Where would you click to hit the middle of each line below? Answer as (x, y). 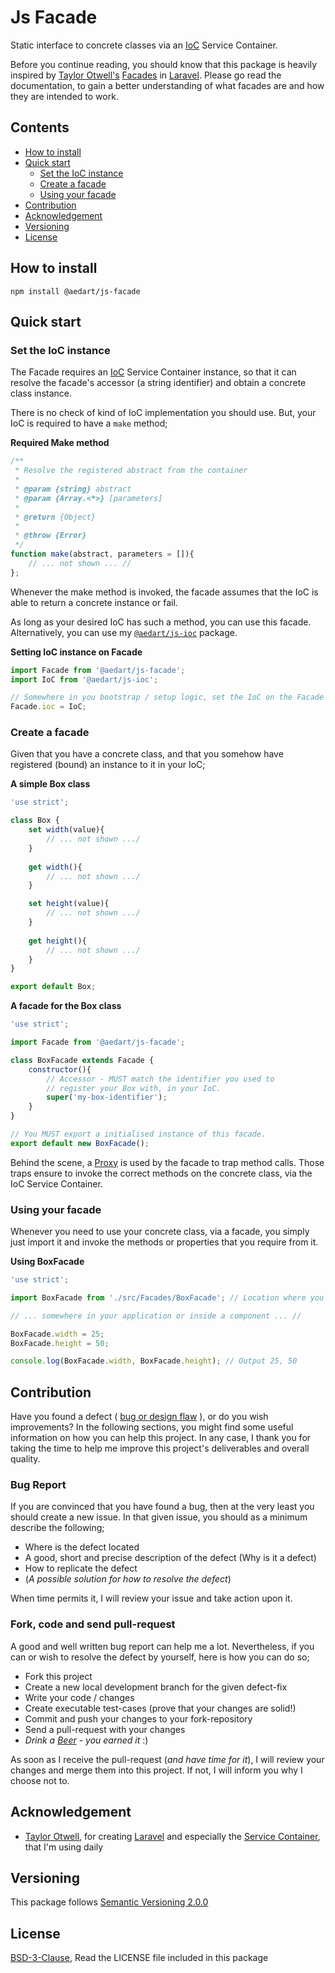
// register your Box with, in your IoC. (134, 1088)
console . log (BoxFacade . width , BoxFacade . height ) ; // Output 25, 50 (154, 1361)
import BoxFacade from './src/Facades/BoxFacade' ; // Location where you (167, 1297)
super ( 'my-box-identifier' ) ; (107, 1097)
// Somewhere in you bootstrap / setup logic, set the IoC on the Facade (167, 697)
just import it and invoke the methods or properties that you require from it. (164, 1242)
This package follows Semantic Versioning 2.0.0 (109, 1902)
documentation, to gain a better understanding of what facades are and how (167, 85)
